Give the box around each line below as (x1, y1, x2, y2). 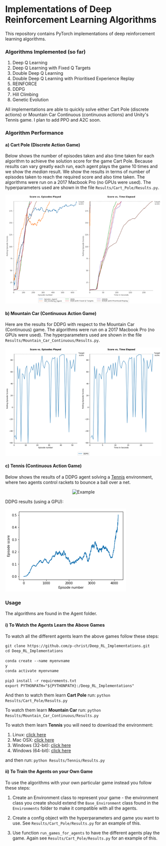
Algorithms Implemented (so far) (5, 48, 86, 55)
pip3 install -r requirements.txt (5, 678, 77, 683)
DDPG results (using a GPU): (5, 499, 64, 505)
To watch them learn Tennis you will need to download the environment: (5, 722, 154, 728)
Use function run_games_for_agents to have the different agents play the (12, 830, 160, 836)
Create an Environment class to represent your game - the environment (12, 794, 159, 801)
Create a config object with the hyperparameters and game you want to (12, 815, 160, 821)
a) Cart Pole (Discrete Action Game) (5, 142, 81, 148)
